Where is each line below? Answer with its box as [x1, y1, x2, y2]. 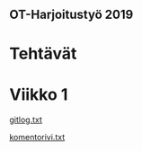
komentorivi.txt [9, 131, 66, 142]
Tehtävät [9, 43, 77, 64]
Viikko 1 [9, 84, 68, 104]
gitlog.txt [9, 114, 43, 125]
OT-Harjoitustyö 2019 [9, 7, 134, 22]
